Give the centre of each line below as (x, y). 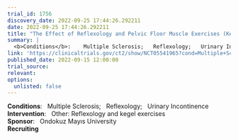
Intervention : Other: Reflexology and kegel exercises (86, 114)
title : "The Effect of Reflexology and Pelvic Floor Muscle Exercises (114, 34)
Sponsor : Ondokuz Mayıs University (62, 122)
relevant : (22, 73)
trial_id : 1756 (30, 14)
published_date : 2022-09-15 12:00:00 (63, 60)
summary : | (23, 40)
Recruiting (23, 129)
